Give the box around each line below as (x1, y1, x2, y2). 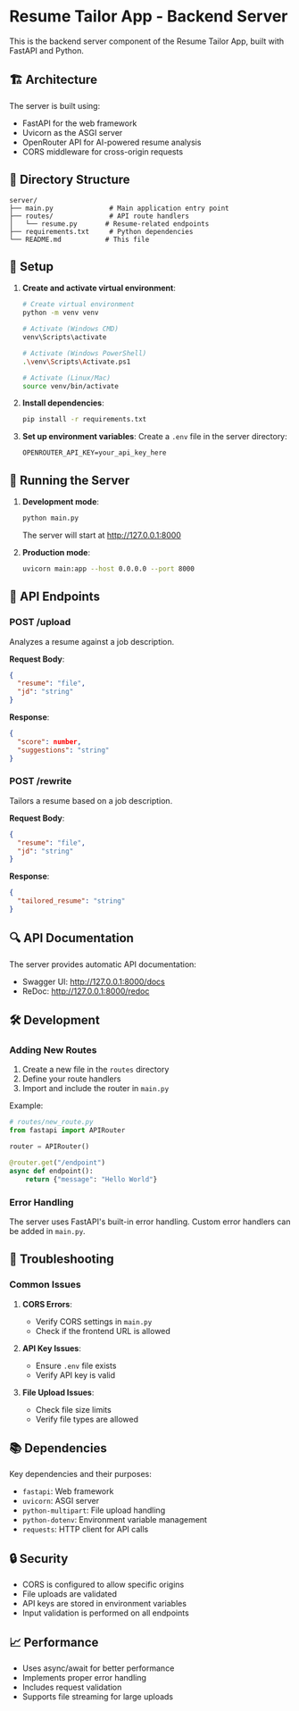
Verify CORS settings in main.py (35, 1315, 153, 1327)
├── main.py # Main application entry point (9, 204, 229, 213)
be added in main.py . (9, 1225, 87, 1236)
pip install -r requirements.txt (21, 415, 147, 424)
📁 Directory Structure (9, 172, 131, 188)
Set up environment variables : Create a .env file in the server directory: (21, 431, 287, 442)
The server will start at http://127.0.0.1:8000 (21, 530, 181, 540)
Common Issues (9, 1279, 82, 1291)
